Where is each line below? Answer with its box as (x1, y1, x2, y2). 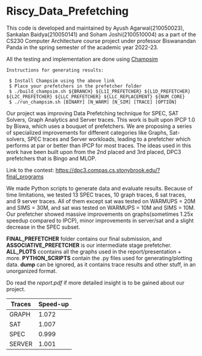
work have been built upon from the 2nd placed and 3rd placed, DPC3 (6, 148, 181, 155)
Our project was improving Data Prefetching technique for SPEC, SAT (6, 109, 179, 116)
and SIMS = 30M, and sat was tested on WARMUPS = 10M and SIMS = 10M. (6, 204, 195, 211)
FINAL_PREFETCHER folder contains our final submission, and (6, 235, 162, 242)
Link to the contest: (6, 166, 54, 173)
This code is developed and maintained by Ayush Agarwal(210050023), (6, 24, 184, 32)
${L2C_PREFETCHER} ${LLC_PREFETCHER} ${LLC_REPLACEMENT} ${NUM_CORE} (6, 93, 186, 99)
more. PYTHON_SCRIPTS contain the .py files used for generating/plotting (6, 254, 192, 261)
